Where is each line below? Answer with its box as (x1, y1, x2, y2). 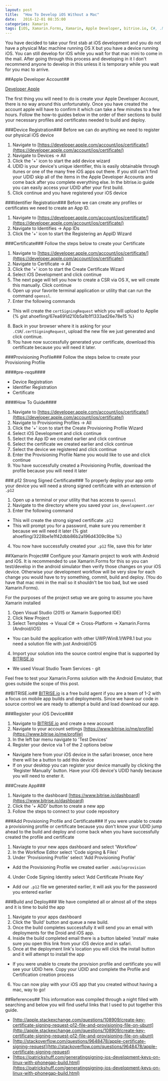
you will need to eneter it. (12, 773, 65, 779)
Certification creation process (12, 971, 74, 978)
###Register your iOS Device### (5, 711, 73, 717)
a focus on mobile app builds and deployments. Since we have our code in (5, 696, 158, 702)
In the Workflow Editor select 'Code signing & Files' (12, 849, 118, 855)
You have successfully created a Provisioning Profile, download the (12, 463, 151, 469)
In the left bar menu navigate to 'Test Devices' (12, 736, 107, 742)
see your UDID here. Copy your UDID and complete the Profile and (12, 966, 150, 972)
